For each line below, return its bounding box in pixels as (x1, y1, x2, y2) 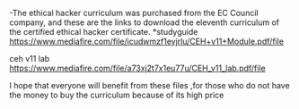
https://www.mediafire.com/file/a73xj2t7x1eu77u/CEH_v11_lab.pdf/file (9, 63, 267, 73)
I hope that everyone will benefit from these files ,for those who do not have (9, 80, 290, 90)
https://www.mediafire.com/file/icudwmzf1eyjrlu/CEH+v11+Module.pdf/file (9, 36, 285, 46)
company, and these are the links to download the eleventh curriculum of (9, 17, 280, 28)
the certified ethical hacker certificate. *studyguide (9, 27, 198, 37)
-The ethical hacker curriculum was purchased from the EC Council (9, 8, 259, 18)
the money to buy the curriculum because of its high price (9, 89, 224, 100)
